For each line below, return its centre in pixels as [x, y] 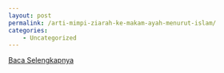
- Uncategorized [50, 38]
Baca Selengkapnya [41, 60]
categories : [28, 30]
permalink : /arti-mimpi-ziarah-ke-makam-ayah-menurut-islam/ [112, 23]
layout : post [30, 15]
